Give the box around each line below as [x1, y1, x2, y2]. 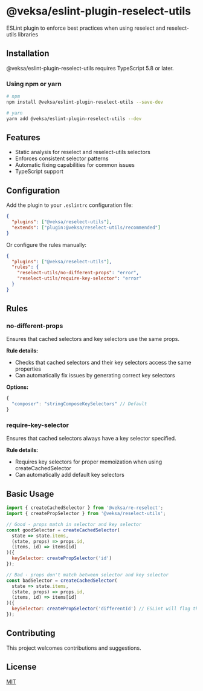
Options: [6, 383, 29, 391]
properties [14, 365, 41, 372]
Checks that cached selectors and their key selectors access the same [14, 359, 192, 366]
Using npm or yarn [6, 79, 62, 88]
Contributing [6, 628, 56, 638]
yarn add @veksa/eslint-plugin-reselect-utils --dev [6, 115, 142, 122]
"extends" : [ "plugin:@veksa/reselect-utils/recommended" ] [11, 224, 161, 231]
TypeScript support [14, 168, 63, 175]
